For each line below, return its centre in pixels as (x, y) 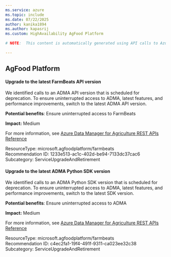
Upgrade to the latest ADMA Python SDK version (58, 171)
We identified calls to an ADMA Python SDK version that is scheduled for (81, 183)
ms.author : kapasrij (27, 29)
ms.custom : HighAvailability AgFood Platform (54, 34)
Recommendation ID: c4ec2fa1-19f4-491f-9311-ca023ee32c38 (71, 244)
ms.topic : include (25, 15)
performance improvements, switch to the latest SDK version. (70, 193)
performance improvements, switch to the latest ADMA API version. (76, 104)
